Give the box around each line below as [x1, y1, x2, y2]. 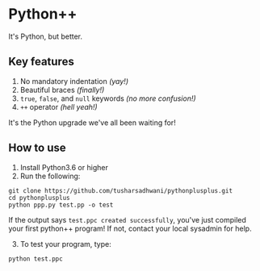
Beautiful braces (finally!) [19, 85, 105, 94]
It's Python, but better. [8, 31, 83, 41]
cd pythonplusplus [8, 194, 70, 202]
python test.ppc [8, 255, 63, 263]
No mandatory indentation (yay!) [19, 76, 129, 85]
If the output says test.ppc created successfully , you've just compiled [8, 215, 246, 224]
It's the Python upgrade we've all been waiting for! [8, 118, 176, 127]
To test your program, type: [19, 239, 111, 248]
